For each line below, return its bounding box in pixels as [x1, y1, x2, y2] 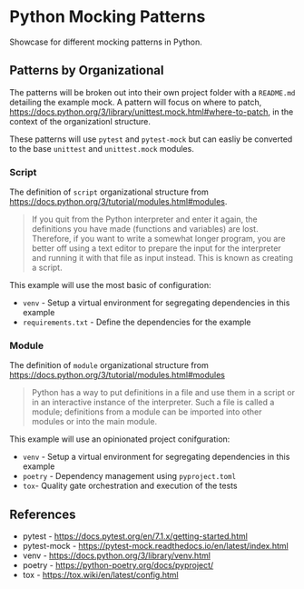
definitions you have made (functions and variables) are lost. [31, 224, 259, 235]
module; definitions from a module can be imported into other [31, 406, 262, 417]
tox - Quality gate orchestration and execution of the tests [22, 480, 238, 492]
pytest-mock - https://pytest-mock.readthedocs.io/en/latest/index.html [22, 541, 289, 552]
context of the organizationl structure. [9, 115, 152, 126]
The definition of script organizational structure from [9, 186, 209, 197]
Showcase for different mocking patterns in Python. [9, 36, 202, 47]
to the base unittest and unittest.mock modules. [9, 143, 195, 154]
